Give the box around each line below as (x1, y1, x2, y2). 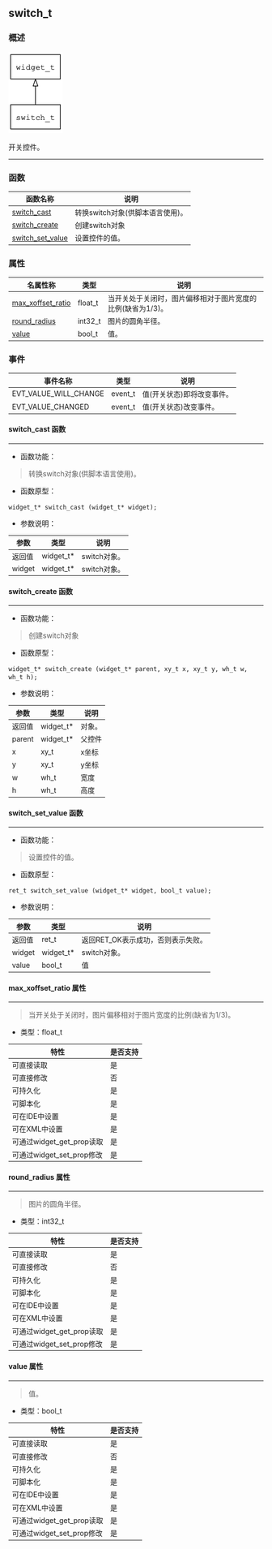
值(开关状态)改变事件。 (142, 402, 219, 412)
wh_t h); (8, 673, 38, 682)
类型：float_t (19, 1027, 63, 1037)
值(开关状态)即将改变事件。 (142, 389, 233, 398)
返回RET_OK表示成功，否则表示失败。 (81, 935, 208, 944)
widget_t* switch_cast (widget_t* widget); (8, 503, 158, 511)
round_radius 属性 (8, 1172, 70, 1181)
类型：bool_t (19, 1405, 62, 1415)
